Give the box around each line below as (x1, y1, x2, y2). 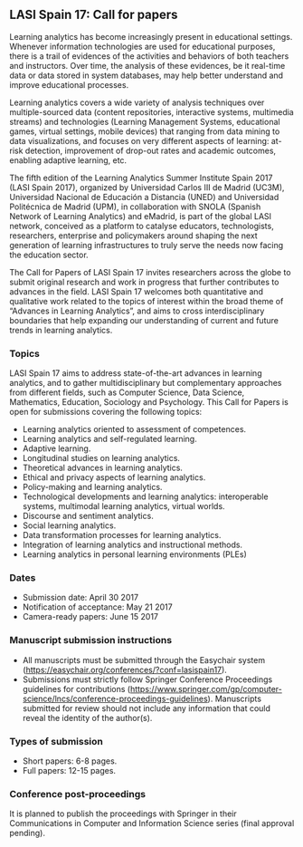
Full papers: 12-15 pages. (22, 765, 116, 775)
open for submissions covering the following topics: (9, 407, 203, 418)
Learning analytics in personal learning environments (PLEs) (22, 549, 247, 560)
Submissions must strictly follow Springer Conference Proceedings (22, 674, 273, 685)
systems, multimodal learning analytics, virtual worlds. (22, 501, 225, 512)
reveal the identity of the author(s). (22, 712, 153, 723)
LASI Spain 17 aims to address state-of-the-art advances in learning (9, 368, 262, 379)
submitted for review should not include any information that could (22, 702, 271, 714)
